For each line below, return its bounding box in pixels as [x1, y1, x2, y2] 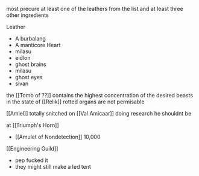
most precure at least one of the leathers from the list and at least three [6, 5, 184, 12]
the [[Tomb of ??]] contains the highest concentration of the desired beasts [6, 92, 194, 99]
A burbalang [14, 35, 46, 42]
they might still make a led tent [14, 163, 92, 170]
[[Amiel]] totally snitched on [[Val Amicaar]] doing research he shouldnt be [6, 110, 192, 117]
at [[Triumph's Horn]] [6, 122, 59, 129]
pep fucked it [14, 157, 48, 164]
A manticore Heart [14, 42, 61, 48]
